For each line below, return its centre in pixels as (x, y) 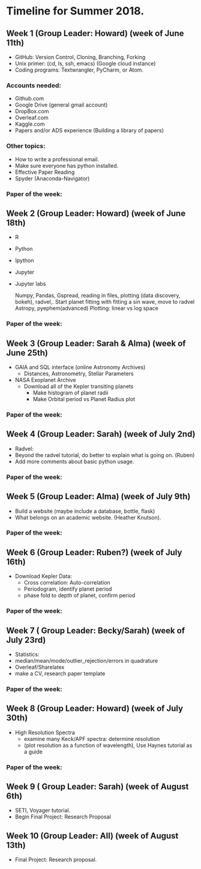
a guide (33, 751)
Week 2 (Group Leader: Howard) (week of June (96, 213)
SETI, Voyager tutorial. (43, 811)
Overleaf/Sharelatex (40, 667)
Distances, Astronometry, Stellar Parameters (79, 373)
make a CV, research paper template (60, 674)
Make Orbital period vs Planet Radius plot (84, 399)
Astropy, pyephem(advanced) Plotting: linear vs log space (87, 309)
